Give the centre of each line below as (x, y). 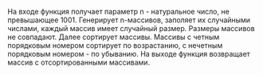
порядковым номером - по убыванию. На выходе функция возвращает (129, 54)
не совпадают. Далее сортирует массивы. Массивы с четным (114, 37)
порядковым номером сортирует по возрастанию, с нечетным (115, 45)
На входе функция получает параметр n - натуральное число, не (119, 12)
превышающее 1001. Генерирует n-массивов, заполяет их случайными (129, 20)
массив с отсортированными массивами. (79, 62)
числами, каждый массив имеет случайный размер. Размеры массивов (131, 28)
